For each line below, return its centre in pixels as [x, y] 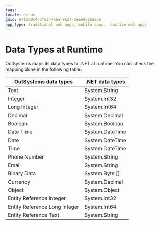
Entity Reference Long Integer [44, 207]
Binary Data [22, 173]
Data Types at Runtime [54, 50]
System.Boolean [104, 124]
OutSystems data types [44, 82]
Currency [19, 182]
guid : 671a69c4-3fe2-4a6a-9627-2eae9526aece [53, 19]
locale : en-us [20, 15]
